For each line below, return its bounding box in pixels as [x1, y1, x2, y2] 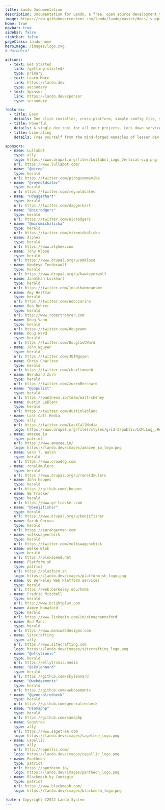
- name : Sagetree [9, 720, 45, 724]
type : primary [14, 71, 43, 76]
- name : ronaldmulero [9, 463, 54, 469]
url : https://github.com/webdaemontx [14, 688, 91, 692]
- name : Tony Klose [9, 249, 50, 254]
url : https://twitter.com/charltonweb [14, 367, 93, 373]
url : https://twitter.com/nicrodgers [14, 217, 91, 222]
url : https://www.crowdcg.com [14, 459, 76, 464]
